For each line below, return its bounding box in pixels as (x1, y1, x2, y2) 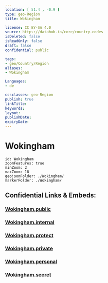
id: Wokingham (5, 157, 34, 162)
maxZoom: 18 (5, 169, 29, 174)
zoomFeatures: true (5, 161, 45, 166)
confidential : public (5, 47, 49, 53)
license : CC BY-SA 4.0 (5, 25, 51, 30)
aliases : (5, 65, 23, 71)
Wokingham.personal (5, 258, 57, 265)
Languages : (5, 79, 27, 84)
